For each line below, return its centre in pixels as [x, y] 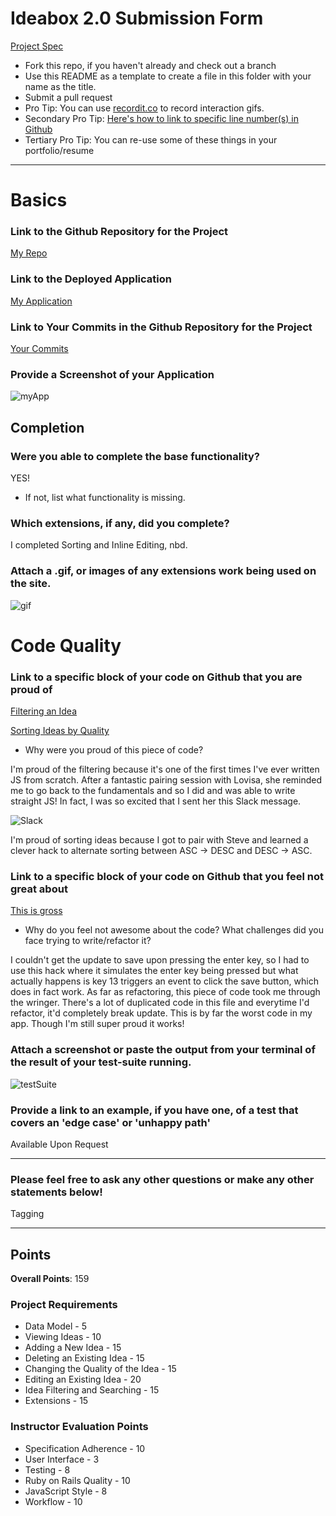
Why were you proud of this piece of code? [114, 750]
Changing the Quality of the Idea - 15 [100, 1369]
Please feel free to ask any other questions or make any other [162, 1179]
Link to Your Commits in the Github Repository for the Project [161, 327]
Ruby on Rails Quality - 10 [77, 1480]
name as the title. [60, 86]
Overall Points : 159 [50, 1279]
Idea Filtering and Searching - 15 [92, 1390]
